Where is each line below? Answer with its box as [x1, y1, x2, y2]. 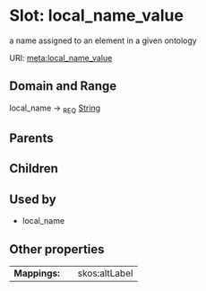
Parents [9, 130, 54, 145]
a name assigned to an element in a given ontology [9, 35, 197, 46]
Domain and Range [9, 78, 117, 94]
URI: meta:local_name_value [9, 52, 113, 63]
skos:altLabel [77, 267, 133, 279]
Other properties [9, 242, 105, 257]
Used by [9, 191, 56, 207]
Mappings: [13, 267, 61, 279]
